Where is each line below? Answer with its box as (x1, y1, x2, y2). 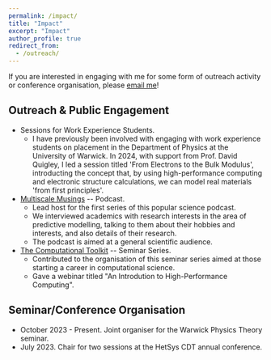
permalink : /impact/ (8, 11, 78, 20)
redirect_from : (8, 42, 60, 50)
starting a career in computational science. (32, 262, 176, 272)
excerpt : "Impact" (8, 27, 70, 35)
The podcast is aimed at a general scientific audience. (32, 236, 213, 247)
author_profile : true (8, 34, 82, 43)
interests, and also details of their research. (32, 228, 177, 238)
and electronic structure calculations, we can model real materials (32, 176, 252, 186)
